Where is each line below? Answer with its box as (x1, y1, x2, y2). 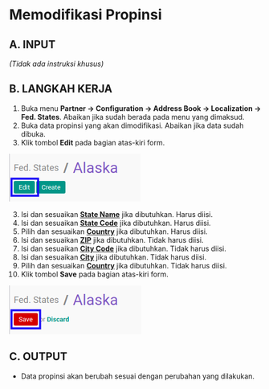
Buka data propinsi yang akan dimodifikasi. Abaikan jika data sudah (20, 121, 244, 130)
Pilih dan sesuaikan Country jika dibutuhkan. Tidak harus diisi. (20, 260, 227, 270)
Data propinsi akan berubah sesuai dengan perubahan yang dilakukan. (20, 371, 255, 381)
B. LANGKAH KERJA (9, 82, 113, 96)
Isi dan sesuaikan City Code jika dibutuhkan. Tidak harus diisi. (20, 244, 227, 253)
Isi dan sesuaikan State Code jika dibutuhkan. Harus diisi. (20, 218, 211, 227)
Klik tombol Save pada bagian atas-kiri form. (20, 269, 169, 279)
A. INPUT (9, 38, 55, 51)
